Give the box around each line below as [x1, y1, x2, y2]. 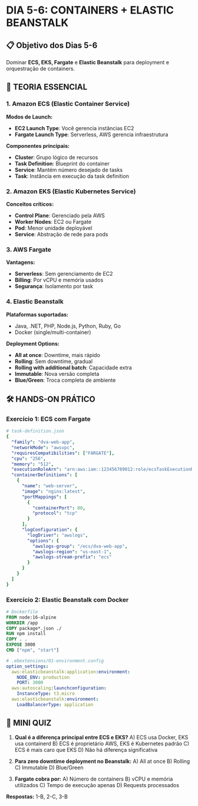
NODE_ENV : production [16, 674, 70, 681]
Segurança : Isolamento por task [14, 283, 93, 290]
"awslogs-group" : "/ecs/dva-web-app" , [32, 543, 128, 549]
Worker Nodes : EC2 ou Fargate [14, 218, 92, 225]
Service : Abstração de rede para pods [14, 230, 108, 237]
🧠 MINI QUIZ [6, 718, 52, 728]
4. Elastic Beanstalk [6, 298, 64, 306]
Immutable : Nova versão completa [14, 370, 100, 377]
